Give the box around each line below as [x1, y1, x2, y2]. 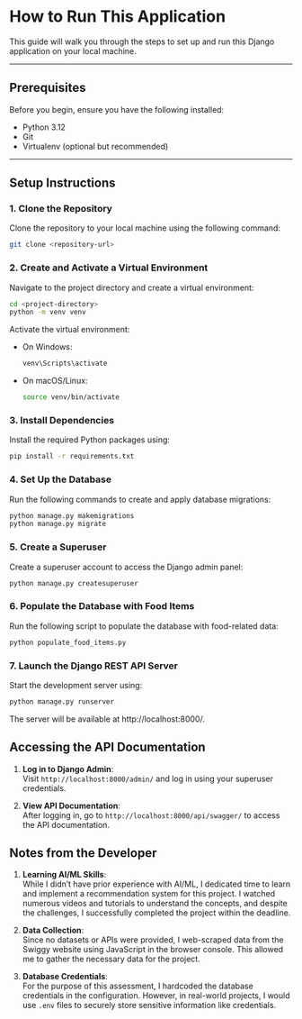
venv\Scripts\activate [22, 359, 108, 368]
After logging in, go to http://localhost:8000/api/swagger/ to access [22, 809, 280, 821]
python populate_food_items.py [9, 638, 127, 647]
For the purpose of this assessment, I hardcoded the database [22, 980, 253, 992]
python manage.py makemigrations [9, 511, 135, 520]
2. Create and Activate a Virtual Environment [9, 261, 209, 274]
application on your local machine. [9, 45, 137, 56]
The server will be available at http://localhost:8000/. [9, 714, 205, 724]
